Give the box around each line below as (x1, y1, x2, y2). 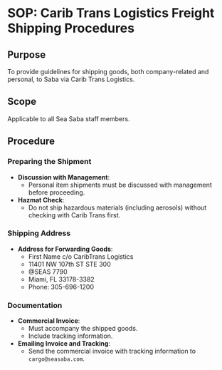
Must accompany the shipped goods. (28, 324, 138, 333)
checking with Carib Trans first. (28, 210, 121, 219)
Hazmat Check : (17, 195, 65, 204)
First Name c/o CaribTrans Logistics (28, 252, 134, 261)
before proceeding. (28, 187, 85, 197)
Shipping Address (7, 228, 71, 238)
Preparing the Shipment (7, 157, 92, 167)
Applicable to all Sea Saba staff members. (7, 114, 130, 123)
